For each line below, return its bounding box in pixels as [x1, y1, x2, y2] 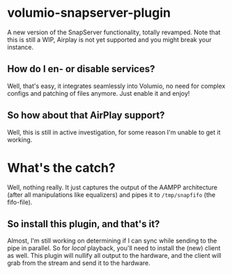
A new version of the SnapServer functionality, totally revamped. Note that [7, 28, 221, 36]
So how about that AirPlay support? [7, 110, 165, 122]
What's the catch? [7, 159, 116, 175]
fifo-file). [7, 198, 33, 206]
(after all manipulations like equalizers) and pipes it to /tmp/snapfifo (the [7, 190, 216, 199]
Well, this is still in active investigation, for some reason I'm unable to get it [7, 128, 221, 136]
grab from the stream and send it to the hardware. [7, 259, 151, 267]
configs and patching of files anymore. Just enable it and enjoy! [7, 89, 190, 97]
